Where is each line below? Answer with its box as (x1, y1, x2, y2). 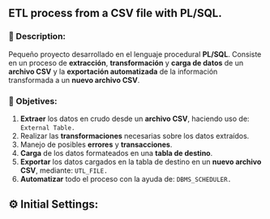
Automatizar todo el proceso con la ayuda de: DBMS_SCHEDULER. (19, 174, 232, 183)
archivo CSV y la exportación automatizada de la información (8, 67, 218, 76)
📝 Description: (8, 31, 66, 42)
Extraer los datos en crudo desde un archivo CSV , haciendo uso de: (19, 114, 250, 123)
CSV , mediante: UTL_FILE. (19, 165, 108, 175)
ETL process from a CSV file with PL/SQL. (8, 6, 222, 20)
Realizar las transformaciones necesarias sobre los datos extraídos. (19, 131, 250, 140)
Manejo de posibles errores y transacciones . (19, 140, 173, 149)
